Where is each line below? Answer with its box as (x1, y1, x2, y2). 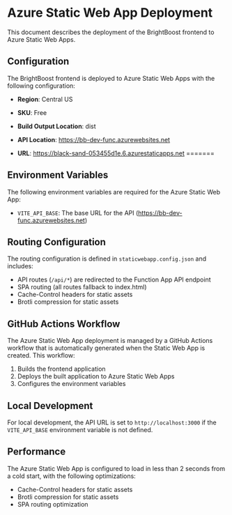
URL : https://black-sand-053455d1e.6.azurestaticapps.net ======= (17, 148, 215, 157)
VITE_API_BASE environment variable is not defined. (7, 426, 153, 433)
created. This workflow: (7, 351, 75, 360)
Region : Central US (17, 95, 73, 103)
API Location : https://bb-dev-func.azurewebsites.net (17, 135, 171, 144)
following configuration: (7, 82, 75, 90)
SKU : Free (17, 108, 47, 116)
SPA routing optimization (17, 500, 88, 508)
